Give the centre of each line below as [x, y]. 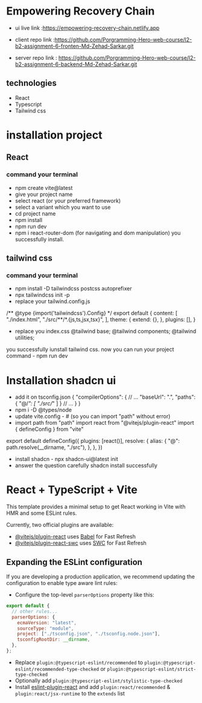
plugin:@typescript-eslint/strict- [152, 669]
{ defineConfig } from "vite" [49, 429]
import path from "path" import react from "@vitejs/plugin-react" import [104, 423]
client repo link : [35, 39]
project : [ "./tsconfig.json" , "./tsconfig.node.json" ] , [89, 634]
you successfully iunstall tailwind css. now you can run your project [90, 350]
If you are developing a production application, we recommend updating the [100, 577]
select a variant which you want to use [63, 207]
